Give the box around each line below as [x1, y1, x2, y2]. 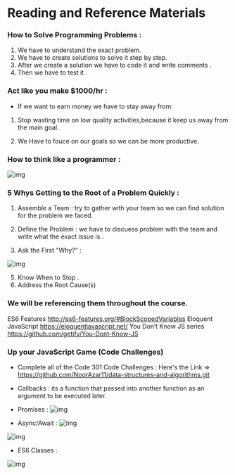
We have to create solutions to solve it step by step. [17, 53, 167, 62]
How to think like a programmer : [7, 154, 121, 164]
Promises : [17, 405, 49, 413]
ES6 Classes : [17, 445, 58, 455]
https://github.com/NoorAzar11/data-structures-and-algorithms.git [17, 370, 210, 379]
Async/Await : [17, 419, 58, 427]
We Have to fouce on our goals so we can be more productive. [17, 137, 199, 145]
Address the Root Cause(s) [17, 281, 96, 289]
